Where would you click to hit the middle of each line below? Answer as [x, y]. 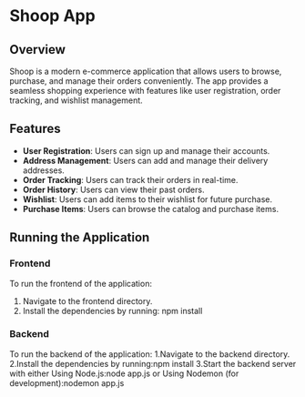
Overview [38, 50]
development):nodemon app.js [67, 382]
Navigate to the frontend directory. [87, 300]
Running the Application [80, 238]
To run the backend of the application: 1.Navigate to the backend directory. [150, 354]
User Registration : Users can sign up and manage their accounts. [146, 150]
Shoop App [52, 16]
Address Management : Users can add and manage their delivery [145, 160]
